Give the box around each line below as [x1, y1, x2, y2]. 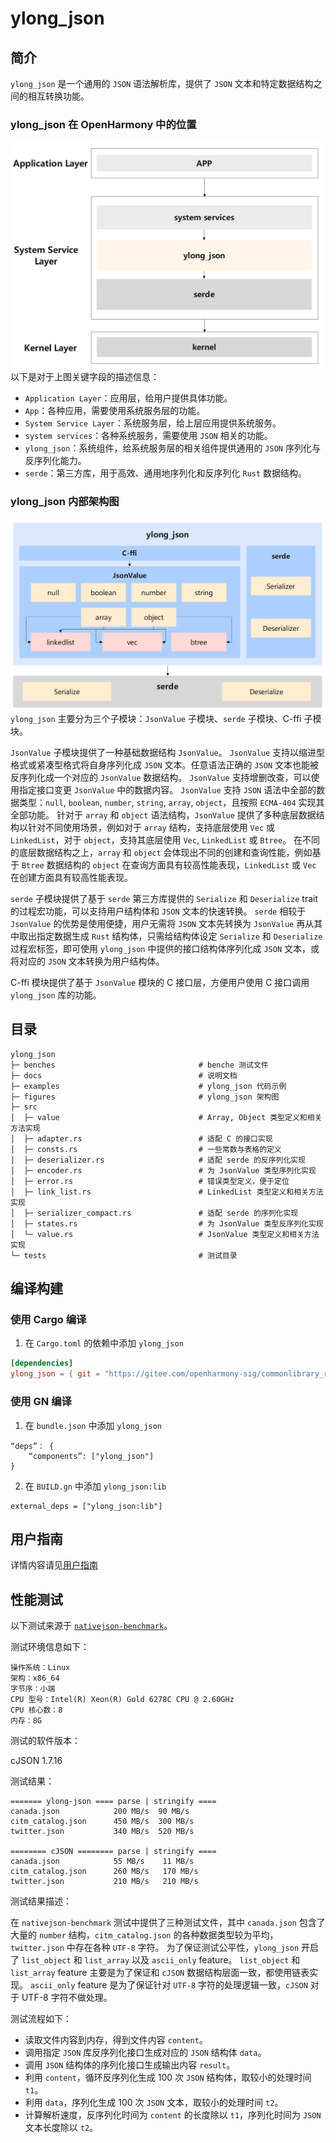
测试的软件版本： [10, 1735, 81, 1747]
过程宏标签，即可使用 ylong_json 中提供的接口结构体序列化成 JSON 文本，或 [10, 942, 320, 954]
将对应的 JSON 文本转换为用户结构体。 [10, 955, 165, 967]
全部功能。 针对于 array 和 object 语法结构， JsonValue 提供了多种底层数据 [10, 808, 317, 821]
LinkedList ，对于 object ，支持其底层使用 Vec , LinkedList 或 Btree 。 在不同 [10, 833, 321, 846]
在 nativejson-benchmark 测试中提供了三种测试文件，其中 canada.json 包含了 [10, 1917, 326, 1929]
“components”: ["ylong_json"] [28, 1451, 155, 1461]
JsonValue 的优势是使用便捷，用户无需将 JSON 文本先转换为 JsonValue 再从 [10, 917, 315, 929]
